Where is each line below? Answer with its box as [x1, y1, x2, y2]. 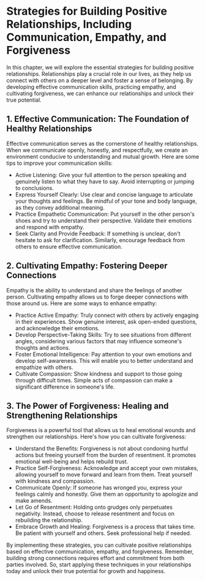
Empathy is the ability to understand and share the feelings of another [6, 286, 182, 294]
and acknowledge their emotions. [15, 324, 100, 332]
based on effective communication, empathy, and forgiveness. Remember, [6, 548, 194, 555]
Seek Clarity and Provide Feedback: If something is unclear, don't [15, 230, 181, 237]
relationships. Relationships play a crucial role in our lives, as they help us [6, 70, 192, 77]
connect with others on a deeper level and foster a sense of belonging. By [6, 77, 193, 84]
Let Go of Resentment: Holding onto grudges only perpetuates [15, 504, 173, 511]
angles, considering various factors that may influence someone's [15, 337, 182, 344]
